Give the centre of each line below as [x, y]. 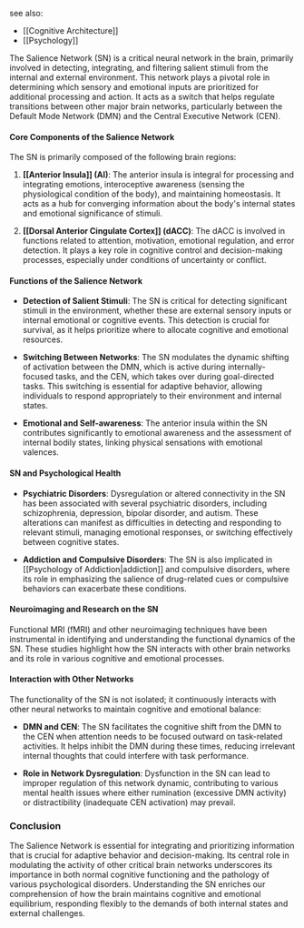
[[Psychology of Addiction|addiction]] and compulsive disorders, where [156, 569]
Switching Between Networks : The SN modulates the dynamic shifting [156, 358]
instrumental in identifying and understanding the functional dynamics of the [152, 639]
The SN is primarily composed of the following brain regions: [123, 157]
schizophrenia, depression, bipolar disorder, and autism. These [140, 512]
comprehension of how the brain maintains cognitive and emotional [135, 894]
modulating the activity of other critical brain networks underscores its [141, 865]
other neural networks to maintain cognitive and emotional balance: [135, 710]
